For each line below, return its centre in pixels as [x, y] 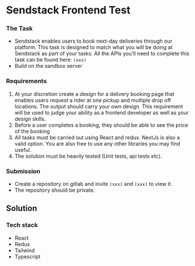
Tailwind [25, 250]
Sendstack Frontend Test [68, 10]
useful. [23, 150]
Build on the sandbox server [48, 66]
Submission [23, 171]
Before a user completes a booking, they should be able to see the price [101, 125]
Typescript [27, 256]
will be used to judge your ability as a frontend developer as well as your [102, 112]
